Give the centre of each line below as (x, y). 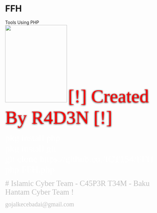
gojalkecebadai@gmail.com (40, 204)
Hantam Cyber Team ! (39, 192)
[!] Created (108, 96)
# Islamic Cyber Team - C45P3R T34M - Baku (78, 183)
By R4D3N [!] (59, 117)
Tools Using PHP (22, 22)
